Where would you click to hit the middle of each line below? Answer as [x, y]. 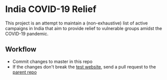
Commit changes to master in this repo [52, 61]
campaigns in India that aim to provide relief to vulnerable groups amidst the [84, 28]
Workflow [21, 49]
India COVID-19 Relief [51, 9]
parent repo [24, 72]
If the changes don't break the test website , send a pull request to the [84, 66]
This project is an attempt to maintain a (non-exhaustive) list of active [76, 23]
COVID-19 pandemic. [27, 33]
